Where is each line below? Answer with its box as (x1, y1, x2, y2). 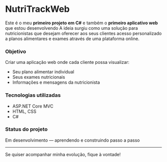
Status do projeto (5, 126, 48, 133)
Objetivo (5, 48, 26, 55)
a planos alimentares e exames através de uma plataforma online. (5, 36, 140, 42)
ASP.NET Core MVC (12, 103, 54, 109)
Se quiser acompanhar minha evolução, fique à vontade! (5, 151, 121, 157)
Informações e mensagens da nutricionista (12, 79, 100, 85)
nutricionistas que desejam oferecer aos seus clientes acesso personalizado (5, 30, 162, 36)
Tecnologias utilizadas (5, 92, 61, 99)
